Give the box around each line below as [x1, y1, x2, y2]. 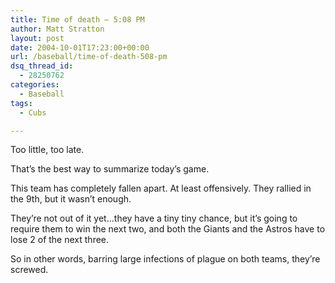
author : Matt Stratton [10, 24, 105, 34]
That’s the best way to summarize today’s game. [10, 163, 210, 175]
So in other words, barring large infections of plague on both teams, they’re [10, 253, 321, 265]
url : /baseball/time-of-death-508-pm [10, 52, 168, 62]
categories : [10, 80, 60, 90]
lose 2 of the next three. [10, 234, 110, 246]
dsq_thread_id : [10, 61, 74, 71]
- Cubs [19, 107, 47, 118]
